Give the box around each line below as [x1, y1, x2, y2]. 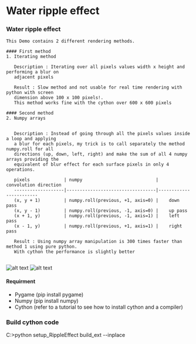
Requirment [6, 278, 36, 285]
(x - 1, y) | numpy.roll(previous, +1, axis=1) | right [13, 223, 183, 230]
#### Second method [6, 110, 54, 116]
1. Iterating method [6, 54, 57, 60]
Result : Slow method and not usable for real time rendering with [13, 85, 183, 90]
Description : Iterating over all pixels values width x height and [13, 64, 185, 70]
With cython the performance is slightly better [13, 249, 135, 255]
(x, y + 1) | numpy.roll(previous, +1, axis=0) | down [13, 198, 180, 204]
